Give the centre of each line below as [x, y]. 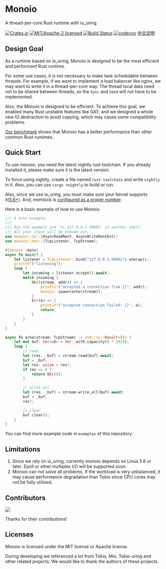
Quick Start [23, 153]
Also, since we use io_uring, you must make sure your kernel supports [76, 194]
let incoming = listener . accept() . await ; [66, 273]
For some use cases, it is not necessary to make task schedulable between [82, 76]
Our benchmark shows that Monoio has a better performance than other [79, 132]
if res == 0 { [37, 369]
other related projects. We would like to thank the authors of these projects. [82, 561]
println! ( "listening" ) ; [39, 264]
